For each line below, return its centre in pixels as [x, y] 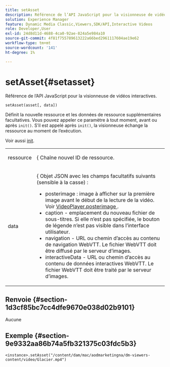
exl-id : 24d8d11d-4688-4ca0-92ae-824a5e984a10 [55, 34]
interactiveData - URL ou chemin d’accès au [98, 257]
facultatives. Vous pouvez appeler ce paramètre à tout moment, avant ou [81, 120]
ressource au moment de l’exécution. [44, 131]
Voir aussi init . [20, 141]
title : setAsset [22, 10]
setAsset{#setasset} [50, 82]
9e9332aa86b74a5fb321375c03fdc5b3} [71, 343]
